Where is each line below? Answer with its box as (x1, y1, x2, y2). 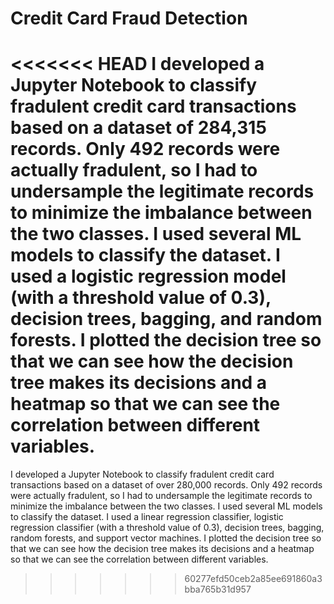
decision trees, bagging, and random (10, 308, 323, 331)
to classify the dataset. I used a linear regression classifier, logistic (10, 511, 284, 523)
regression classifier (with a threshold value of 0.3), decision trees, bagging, (10, 522, 325, 534)
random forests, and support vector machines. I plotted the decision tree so (10, 532, 322, 544)
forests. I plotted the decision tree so (10, 329, 322, 352)
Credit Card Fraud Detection (10, 7, 248, 30)
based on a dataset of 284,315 (10, 117, 267, 139)
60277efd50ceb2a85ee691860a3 (184, 573, 323, 585)
